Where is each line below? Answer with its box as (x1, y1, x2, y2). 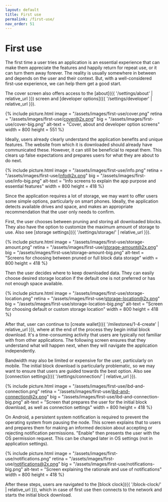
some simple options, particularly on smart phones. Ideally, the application (5, 198, 158, 204)
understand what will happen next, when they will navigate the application (5, 342, 157, 348)
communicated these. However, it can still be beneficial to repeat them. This (5, 147, 162, 153)
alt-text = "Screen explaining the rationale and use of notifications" (24, 466, 162, 472)
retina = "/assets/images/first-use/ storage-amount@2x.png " (33, 244, 158, 250)
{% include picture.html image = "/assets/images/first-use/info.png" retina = (5, 167, 163, 173)
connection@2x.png (5, 394, 47, 400)
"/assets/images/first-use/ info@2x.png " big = (5, 173, 100, 179)
